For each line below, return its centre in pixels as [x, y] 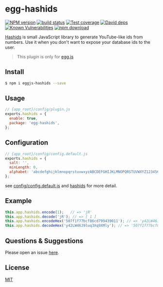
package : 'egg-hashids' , [34, 123]
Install [15, 72]
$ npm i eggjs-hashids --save [36, 83]
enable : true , [24, 118]
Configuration [27, 143]
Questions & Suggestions [44, 241]
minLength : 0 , [24, 168]
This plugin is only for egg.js [45, 56]
